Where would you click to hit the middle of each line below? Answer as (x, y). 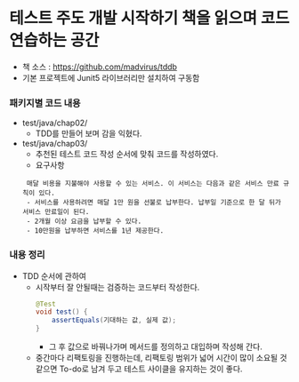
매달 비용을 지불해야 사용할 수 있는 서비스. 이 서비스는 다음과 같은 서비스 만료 (153, 184)
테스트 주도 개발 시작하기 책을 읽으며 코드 (149, 18)
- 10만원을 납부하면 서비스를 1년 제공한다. (95, 231)
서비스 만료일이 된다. (56, 212)
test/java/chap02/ (55, 123)
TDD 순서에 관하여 (54, 275)
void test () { (61, 312)
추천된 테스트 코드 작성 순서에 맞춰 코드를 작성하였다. (127, 154)
